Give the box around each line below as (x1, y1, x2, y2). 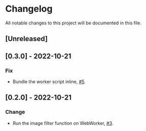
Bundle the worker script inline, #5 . (12, 79, 86, 85)
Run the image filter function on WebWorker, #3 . (12, 120, 114, 126)
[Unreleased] (5, 35, 48, 43)
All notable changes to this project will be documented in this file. (5, 20, 142, 26)
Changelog (5, 3, 53, 15)
